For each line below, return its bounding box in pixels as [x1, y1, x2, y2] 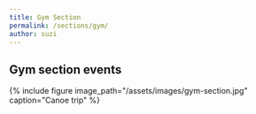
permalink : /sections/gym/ [9, 21, 109, 30]
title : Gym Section [9, 12, 81, 22]
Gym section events [9, 62, 122, 77]
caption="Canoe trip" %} [9, 95, 100, 106]
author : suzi [9, 29, 58, 38]
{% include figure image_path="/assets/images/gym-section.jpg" [9, 86, 248, 96]
